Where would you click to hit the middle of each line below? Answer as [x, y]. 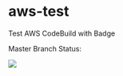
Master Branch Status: [45, 48]
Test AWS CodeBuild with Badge [62, 33]
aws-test [39, 11]
